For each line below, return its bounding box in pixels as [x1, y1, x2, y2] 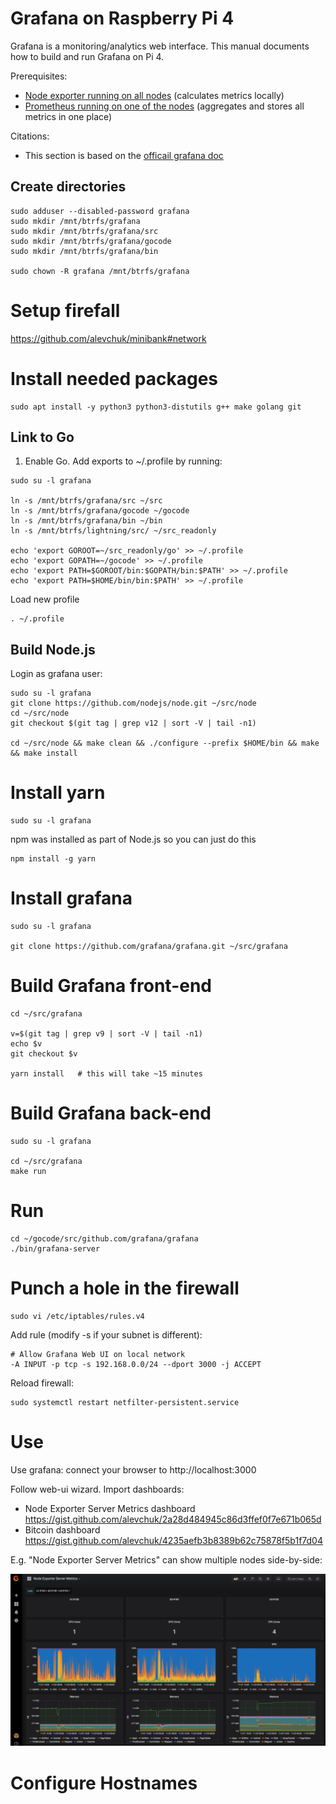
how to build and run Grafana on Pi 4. [10, 50, 165, 62]
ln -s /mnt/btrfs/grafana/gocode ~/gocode [10, 506, 190, 516]
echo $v [10, 1039, 43, 1049]
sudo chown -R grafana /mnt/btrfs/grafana [10, 266, 190, 276]
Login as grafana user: [10, 668, 103, 680]
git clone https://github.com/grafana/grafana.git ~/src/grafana [10, 942, 288, 952]
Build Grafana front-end [10, 975, 212, 997]
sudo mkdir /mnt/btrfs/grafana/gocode [10, 236, 172, 246]
